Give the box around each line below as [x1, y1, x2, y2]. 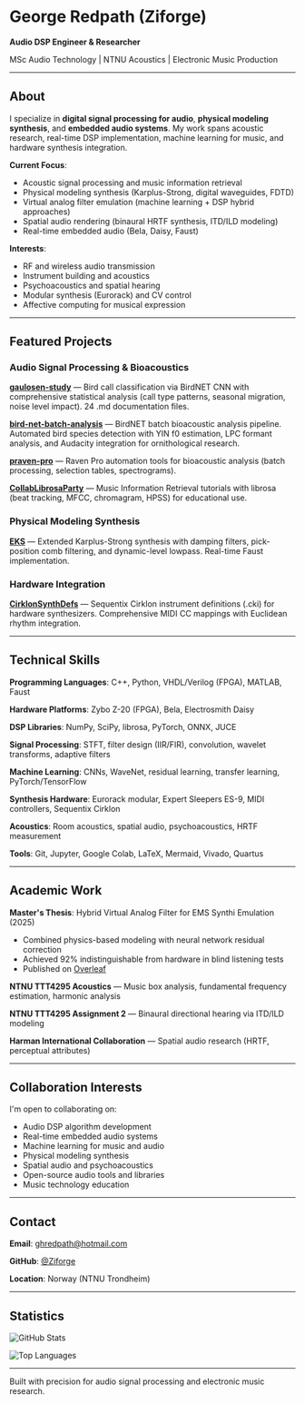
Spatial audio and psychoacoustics [22, 1160, 154, 1171]
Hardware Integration [9, 578, 106, 590]
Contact [9, 1214, 56, 1230]
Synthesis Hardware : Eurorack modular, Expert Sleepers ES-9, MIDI [9, 793, 265, 805]
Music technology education [22, 1179, 130, 1191]
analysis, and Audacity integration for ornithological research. [9, 438, 241, 449]
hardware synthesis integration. [9, 142, 128, 153]
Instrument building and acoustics [22, 270, 150, 281]
